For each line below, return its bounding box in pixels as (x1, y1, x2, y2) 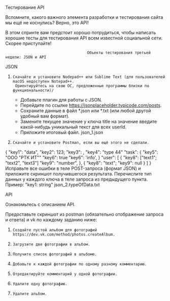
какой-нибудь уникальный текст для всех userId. (20, 124, 127, 130)
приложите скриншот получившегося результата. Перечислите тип (5, 171, 152, 177)
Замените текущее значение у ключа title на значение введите (20, 118, 157, 124)
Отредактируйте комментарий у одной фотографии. (12, 271, 118, 277)
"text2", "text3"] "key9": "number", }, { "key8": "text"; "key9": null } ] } (5, 160, 151, 166)
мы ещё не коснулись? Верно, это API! (5, 20, 89, 26)
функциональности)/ (12, 88, 54, 93)
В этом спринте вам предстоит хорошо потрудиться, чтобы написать (5, 30, 156, 35)
